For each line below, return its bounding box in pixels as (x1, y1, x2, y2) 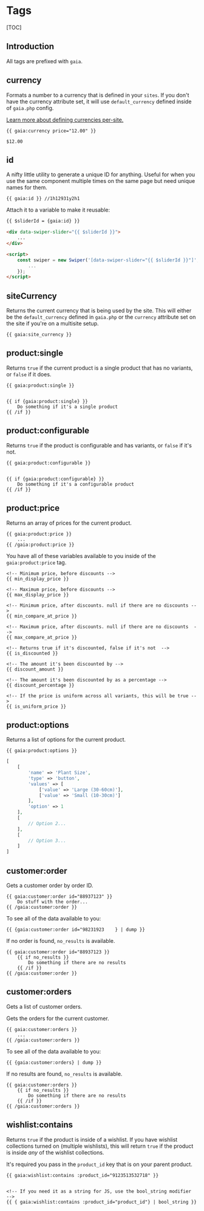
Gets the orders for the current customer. (6, 1015, 109, 1022)
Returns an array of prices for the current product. (6, 519, 132, 526)
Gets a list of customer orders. (6, 1002, 83, 1010)
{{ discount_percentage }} (6, 682, 75, 688)
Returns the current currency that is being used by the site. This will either (6, 307, 192, 314)
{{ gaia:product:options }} (6, 748, 78, 754)
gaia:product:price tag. (6, 559, 67, 566)
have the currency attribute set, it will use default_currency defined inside (6, 98, 192, 105)
